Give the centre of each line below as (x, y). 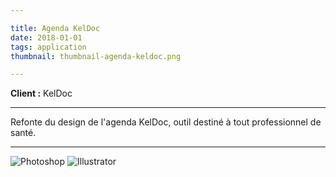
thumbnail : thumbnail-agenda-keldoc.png (96, 56)
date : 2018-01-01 (46, 37)
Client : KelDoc (41, 93)
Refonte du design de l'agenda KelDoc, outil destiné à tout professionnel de (166, 122)
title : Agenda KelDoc (55, 28)
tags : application (48, 47)
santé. (23, 133)
